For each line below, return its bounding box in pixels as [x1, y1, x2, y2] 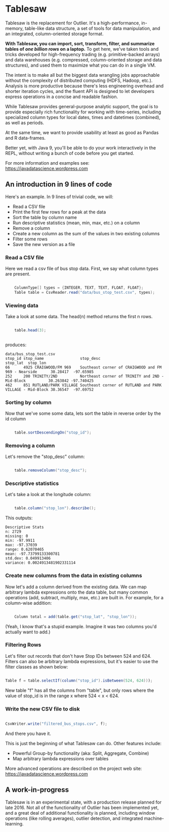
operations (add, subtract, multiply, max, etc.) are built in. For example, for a [5, 594, 163, 600]
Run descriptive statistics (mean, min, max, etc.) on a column [12, 220, 140, 226]
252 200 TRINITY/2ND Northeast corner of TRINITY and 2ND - [5, 374, 164, 379]
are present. [5, 271, 31, 277]
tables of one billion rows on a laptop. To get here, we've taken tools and [5, 46, 159, 52]
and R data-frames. [5, 135, 46, 141]
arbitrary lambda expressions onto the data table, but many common [5, 589, 148, 595]
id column [5, 416, 26, 422]
